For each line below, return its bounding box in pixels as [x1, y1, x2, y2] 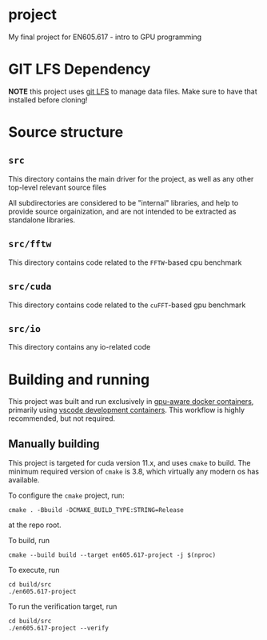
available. [8, 475, 40, 485]
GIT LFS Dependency [8, 60, 151, 78]
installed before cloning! [8, 94, 88, 105]
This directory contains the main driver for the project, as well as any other [8, 174, 254, 183]
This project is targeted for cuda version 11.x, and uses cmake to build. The [8, 458, 251, 468]
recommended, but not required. [8, 414, 116, 423]
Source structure [8, 123, 124, 142]
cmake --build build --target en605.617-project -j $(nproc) [8, 551, 217, 559]
